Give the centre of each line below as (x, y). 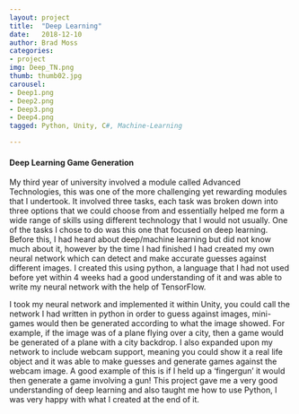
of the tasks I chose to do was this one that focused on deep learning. (139, 230)
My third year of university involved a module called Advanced (125, 182)
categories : (31, 51)
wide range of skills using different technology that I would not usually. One (149, 220)
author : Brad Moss (44, 43)
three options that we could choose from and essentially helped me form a (147, 211)
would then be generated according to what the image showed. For (161, 323)
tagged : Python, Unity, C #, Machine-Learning (96, 126)
